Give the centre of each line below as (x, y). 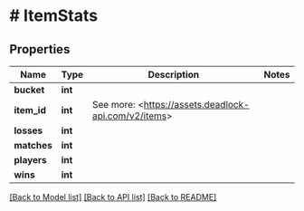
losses (28, 130)
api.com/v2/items (129, 116)
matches (33, 145)
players (30, 160)
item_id (30, 110)
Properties (40, 49)
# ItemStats (53, 16)
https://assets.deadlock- (197, 105)
